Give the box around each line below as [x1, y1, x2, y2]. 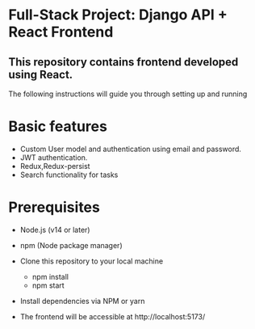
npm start [31, 280, 65, 290]
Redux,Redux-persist [19, 161, 90, 171]
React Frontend [8, 23, 114, 41]
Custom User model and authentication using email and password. [19, 144, 242, 154]
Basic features [8, 117, 107, 136]
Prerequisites [8, 198, 101, 217]
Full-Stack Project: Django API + [8, 6, 228, 24]
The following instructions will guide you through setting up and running [8, 89, 248, 99]
